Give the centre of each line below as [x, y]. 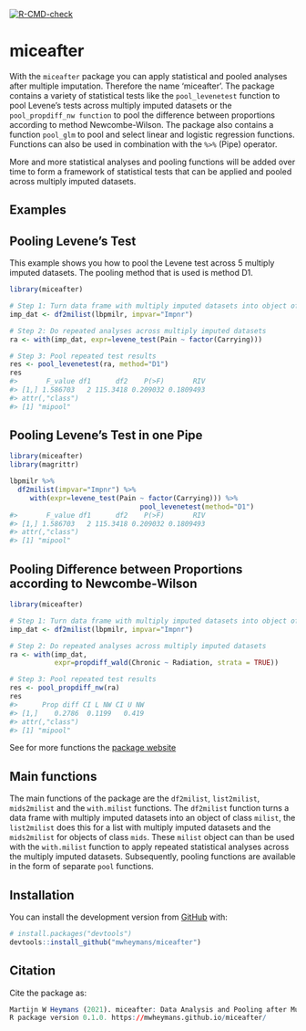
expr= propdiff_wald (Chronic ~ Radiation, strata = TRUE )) [167, 663]
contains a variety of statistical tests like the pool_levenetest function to [145, 95]
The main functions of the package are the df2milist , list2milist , [135, 798]
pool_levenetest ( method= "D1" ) [197, 507]
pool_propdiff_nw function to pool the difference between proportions [143, 115]
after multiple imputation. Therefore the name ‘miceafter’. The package [142, 86]
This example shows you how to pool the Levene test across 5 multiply [142, 263]
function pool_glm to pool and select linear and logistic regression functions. [152, 134]
